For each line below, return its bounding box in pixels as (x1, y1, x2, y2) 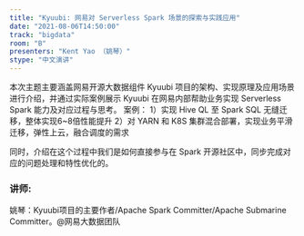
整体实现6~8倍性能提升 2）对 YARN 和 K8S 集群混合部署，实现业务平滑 (25, 115, 293, 126)
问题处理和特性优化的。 (25, 158, 114, 168)
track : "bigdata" (9, 30, 76, 39)
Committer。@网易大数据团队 (9, 216, 121, 227)
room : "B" (9, 38, 47, 48)
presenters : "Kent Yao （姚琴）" (9, 47, 131, 56)
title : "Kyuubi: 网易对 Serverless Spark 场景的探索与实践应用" (9, 13, 241, 23)
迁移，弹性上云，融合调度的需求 (9, 127, 129, 137)
